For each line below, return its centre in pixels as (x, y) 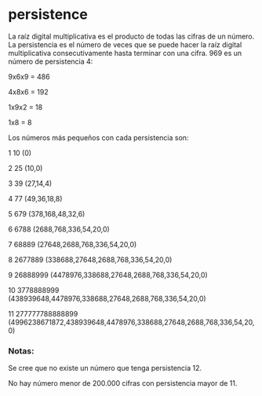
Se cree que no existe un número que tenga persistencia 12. (105, 368)
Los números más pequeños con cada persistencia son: (98, 137)
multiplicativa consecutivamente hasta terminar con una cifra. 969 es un (125, 53)
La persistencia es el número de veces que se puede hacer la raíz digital (125, 44)
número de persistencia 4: (51, 61)
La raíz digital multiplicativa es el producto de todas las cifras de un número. (131, 36)
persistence (48, 15)
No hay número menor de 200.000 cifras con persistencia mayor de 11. (123, 383)
